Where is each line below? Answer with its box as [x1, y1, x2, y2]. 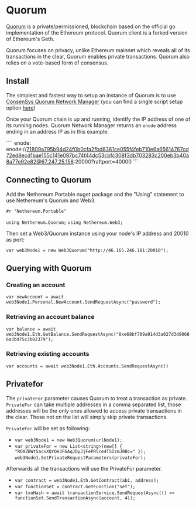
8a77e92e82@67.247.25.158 [6, 158, 74, 165]
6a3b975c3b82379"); [6, 336, 54, 342]
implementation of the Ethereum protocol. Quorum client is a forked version [6, 29, 188, 36]
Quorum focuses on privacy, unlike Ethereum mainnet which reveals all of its [6, 46, 190, 53]
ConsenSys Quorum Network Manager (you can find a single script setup [6, 98, 183, 105]
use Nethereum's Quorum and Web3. [6, 197, 96, 204]
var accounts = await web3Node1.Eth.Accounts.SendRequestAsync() [6, 363, 169, 369]
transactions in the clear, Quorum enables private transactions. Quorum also [6, 53, 190, 60]
